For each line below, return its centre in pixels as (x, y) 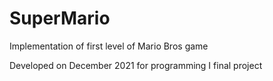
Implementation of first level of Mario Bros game (109, 46)
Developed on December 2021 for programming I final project (136, 65)
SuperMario (60, 18)
